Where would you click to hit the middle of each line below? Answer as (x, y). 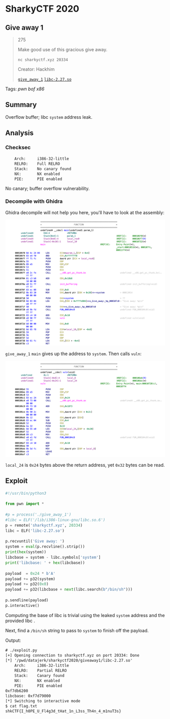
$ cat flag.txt (21, 706)
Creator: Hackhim (36, 69)
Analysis (20, 133)
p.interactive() (22, 605)
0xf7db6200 (17, 691)
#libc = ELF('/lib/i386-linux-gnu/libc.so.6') (55, 520)
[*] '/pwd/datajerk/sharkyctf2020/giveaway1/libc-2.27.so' (69, 660)
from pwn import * (25, 504)
